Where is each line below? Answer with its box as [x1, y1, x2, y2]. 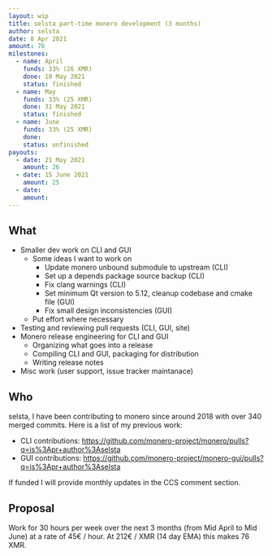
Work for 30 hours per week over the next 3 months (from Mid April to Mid [8, 523, 257, 533]
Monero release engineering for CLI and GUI [19, 331, 169, 342]
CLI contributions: [19, 436, 80, 446]
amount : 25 [23, 178, 60, 187]
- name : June [15, 118, 60, 126]
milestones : [8, 50, 49, 58]
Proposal [8, 501, 55, 515]
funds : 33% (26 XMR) [23, 65, 93, 73]
